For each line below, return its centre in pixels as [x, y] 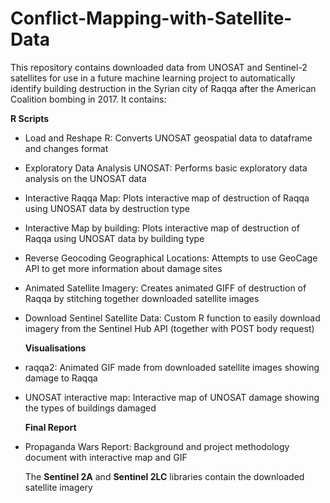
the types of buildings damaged [90, 408]
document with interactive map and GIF [106, 457]
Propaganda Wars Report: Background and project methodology [157, 446]
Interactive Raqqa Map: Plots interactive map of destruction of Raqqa [167, 198]
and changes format [66, 148]
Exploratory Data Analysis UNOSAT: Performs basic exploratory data [166, 168]
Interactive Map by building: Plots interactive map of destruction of [162, 228]
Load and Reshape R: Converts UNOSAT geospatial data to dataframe [168, 138]
